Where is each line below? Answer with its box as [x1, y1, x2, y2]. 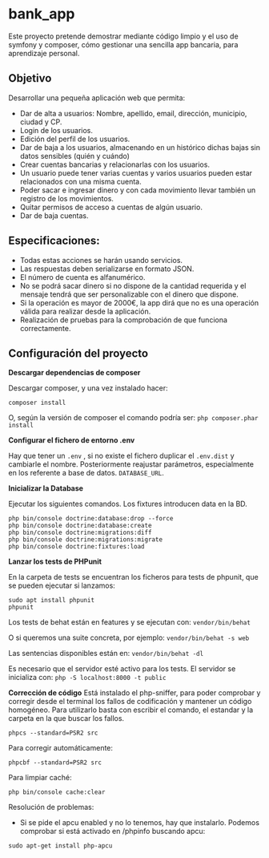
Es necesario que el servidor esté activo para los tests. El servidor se [8, 664, 236, 674]
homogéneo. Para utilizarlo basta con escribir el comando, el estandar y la [8, 705, 254, 714]
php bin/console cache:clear [8, 788, 106, 796]
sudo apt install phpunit [8, 597, 94, 605]
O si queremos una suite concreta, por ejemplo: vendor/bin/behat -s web [8, 633, 250, 642]
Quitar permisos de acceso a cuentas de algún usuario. [19, 202, 203, 212]
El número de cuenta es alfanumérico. [19, 272, 146, 281]
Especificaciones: [8, 234, 100, 248]
